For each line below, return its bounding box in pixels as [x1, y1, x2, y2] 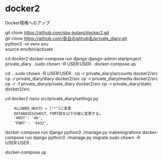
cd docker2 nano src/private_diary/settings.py [5, 95, 98, 101]
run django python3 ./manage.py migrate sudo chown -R [25, 134, 140, 140]
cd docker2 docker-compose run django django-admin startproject [5, 55, 142, 61]
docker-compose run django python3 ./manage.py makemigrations [5, 129, 141, 135]
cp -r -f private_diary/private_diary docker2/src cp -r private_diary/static [5, 80, 152, 86]
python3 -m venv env [5, 41, 49, 47]
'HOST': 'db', [14, 115, 43, 120]
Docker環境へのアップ [5, 20, 50, 26]
